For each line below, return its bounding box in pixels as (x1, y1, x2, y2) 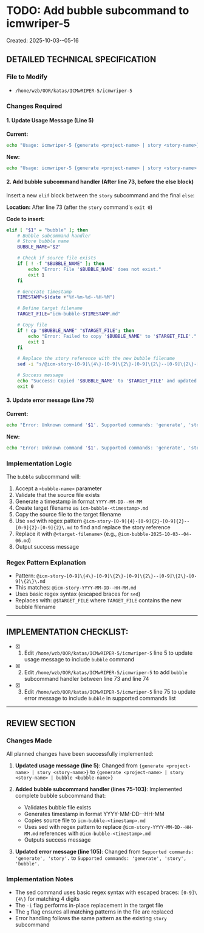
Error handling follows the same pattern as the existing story (15, 915, 167, 922)
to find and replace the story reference (73, 524, 171, 531)
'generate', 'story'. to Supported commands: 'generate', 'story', (15, 854, 187, 862)
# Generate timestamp (17, 289, 72, 295)
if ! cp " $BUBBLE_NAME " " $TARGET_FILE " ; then (17, 327, 135, 334)
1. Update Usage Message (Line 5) (6, 117, 94, 124)
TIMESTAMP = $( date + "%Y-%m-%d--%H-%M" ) (17, 294, 115, 300)
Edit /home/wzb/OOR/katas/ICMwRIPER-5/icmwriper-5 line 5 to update (24, 649, 193, 657)
